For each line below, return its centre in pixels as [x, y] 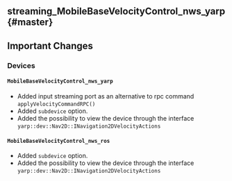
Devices [22, 65]
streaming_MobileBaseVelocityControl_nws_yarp [116, 11]
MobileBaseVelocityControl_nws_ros [59, 141]
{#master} [30, 23]
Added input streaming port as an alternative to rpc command [106, 96]
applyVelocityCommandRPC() [56, 104]
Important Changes [50, 45]
